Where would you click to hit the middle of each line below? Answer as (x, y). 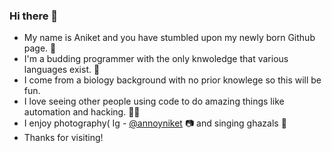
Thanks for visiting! (63, 138)
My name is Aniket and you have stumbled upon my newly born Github (169, 38)
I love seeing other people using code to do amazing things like (154, 101)
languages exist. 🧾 (62, 70)
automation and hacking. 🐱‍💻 (82, 112)
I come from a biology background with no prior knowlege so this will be (172, 80)
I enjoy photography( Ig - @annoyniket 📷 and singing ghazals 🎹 (155, 123)
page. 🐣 (40, 48)
